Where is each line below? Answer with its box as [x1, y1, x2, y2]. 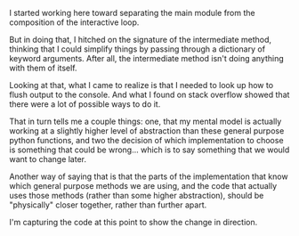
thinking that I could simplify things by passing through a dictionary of [9, 44, 265, 54]
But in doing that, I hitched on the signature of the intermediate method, [9, 35, 272, 45]
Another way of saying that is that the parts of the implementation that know [9, 171, 288, 182]
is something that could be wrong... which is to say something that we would [9, 144, 290, 155]
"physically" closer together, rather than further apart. [9, 199, 207, 210]
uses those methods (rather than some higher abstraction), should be [9, 191, 264, 200]
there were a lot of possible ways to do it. [9, 99, 161, 110]
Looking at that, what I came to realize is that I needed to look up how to [9, 80, 274, 90]
